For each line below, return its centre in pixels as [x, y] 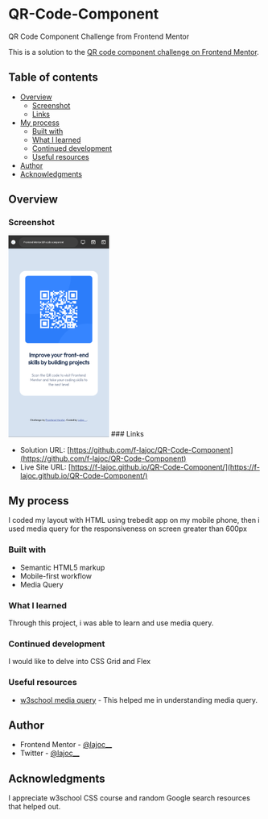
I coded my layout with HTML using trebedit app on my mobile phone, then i [134, 520]
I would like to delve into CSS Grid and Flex [80, 662]
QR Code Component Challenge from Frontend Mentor [99, 36]
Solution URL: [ [45, 449]
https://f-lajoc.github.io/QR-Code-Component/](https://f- [165, 467]
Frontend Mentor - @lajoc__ [66, 745]
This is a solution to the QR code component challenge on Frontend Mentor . [134, 52]
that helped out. [35, 807]
